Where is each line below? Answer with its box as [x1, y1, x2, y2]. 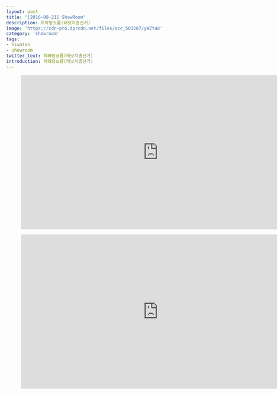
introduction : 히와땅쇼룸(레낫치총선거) [6, 58, 94, 64]
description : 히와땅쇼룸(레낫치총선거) [6, 20, 91, 26]
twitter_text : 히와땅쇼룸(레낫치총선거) [6, 53, 94, 59]
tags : [6, 36, 20, 42]
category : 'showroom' [6, 31, 60, 37]
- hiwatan [6, 42, 31, 48]
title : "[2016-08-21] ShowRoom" [6, 14, 86, 20]
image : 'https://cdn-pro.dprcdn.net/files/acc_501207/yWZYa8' [6, 25, 163, 31]
